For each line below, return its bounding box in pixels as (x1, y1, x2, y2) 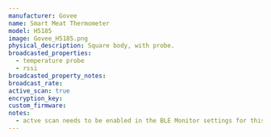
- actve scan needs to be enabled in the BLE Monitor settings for (15, 117, 248, 125)
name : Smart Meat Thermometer (8, 19, 110, 27)
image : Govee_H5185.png (8, 34, 89, 43)
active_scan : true (8, 86, 70, 95)
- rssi (15, 64, 38, 73)
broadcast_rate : (8, 79, 63, 87)
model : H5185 (8, 27, 52, 35)
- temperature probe (15, 57, 85, 65)
